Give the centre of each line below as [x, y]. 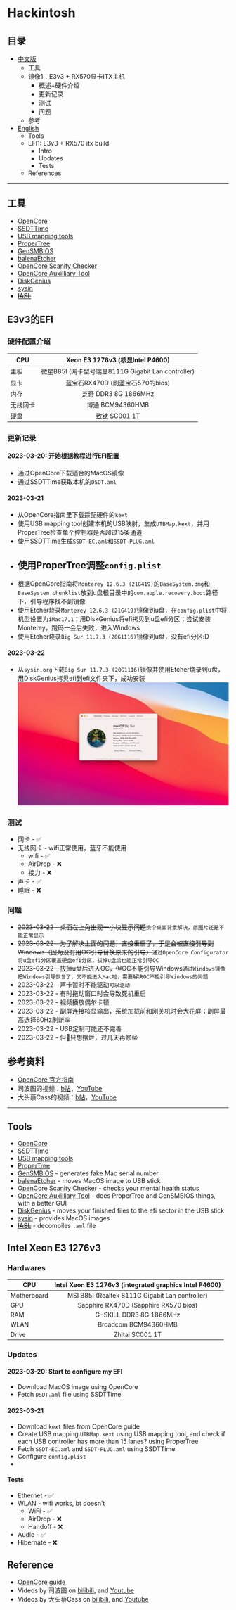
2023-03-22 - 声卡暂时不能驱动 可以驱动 [74, 984]
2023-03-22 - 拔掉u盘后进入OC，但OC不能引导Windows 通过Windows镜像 [122, 968]
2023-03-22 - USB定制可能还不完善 [70, 1028]
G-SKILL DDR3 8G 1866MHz [137, 1315]
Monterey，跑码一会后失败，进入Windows [79, 627]
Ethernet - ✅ [35, 1495]
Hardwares [26, 1267]
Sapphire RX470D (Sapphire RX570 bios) [138, 1305]
